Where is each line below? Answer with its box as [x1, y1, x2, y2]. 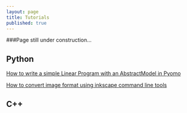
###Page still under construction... [6, 37, 92, 44]
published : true [6, 20, 47, 26]
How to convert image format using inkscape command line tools [6, 82, 167, 89]
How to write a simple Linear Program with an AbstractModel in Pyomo [6, 70, 181, 77]
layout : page [6, 8, 39, 15]
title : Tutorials [6, 14, 50, 20]
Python [6, 53, 34, 64]
